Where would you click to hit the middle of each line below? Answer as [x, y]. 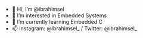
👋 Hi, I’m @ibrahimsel [38, 9]
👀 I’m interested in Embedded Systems [59, 15]
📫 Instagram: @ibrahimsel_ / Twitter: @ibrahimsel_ [74, 28]
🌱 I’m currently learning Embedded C [57, 22]
